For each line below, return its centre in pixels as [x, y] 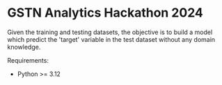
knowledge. [24, 47]
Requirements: [28, 60]
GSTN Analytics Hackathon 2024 [105, 13]
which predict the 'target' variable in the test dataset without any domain [111, 39]
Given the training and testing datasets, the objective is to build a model [110, 32]
